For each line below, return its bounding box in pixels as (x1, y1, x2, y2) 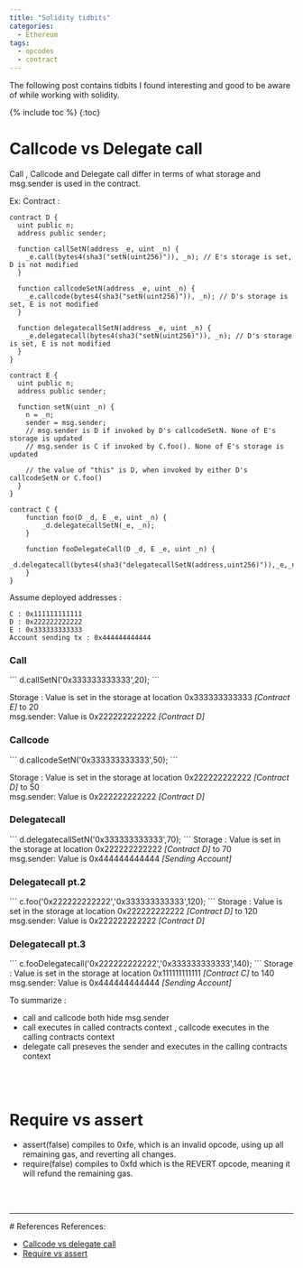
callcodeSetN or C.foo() (9, 473, 103, 483)
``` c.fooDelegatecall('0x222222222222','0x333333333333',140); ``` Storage (9, 958, 294, 969)
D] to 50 (9, 782, 41, 792)
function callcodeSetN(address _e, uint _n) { (17, 283, 196, 293)
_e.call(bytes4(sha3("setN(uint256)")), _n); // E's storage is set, (25, 252, 293, 262)
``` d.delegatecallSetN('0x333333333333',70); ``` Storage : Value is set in (9, 834, 281, 845)
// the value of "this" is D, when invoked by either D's (25, 466, 248, 475)
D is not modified (9, 260, 78, 269)
